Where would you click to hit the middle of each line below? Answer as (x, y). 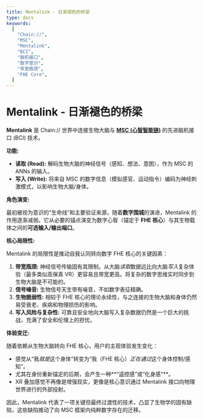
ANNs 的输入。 (34, 171)
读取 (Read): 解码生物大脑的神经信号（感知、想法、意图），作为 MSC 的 (104, 164)
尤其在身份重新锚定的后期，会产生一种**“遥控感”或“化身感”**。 (95, 374)
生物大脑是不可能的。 (42, 282)
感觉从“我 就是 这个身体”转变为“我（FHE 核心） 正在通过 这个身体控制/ (100, 359)
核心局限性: (21, 241)
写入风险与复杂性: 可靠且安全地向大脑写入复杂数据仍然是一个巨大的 (99, 312)
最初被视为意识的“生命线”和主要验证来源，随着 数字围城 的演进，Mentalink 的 (101, 213)
